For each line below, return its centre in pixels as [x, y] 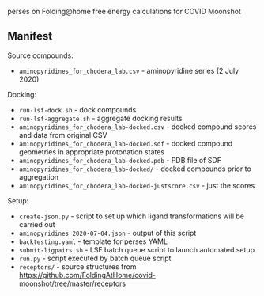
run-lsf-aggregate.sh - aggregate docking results [100, 118]
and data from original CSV [63, 135]
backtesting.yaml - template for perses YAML [93, 241]
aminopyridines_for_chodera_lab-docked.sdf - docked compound [126, 143]
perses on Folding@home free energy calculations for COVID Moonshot [124, 11]
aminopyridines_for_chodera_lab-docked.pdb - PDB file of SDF [120, 160]
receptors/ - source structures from [77, 266]
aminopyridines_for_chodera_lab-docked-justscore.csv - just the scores [137, 185]
